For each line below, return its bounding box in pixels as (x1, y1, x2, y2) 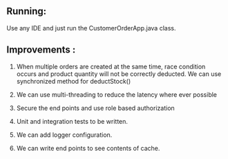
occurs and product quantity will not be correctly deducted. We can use (16, 69, 222, 78)
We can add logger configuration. (16, 131, 113, 139)
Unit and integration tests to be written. (16, 117, 129, 125)
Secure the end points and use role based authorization (16, 104, 175, 112)
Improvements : (6, 44, 76, 56)
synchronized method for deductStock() (16, 77, 131, 85)
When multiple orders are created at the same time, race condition (16, 62, 206, 71)
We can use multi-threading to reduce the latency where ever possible (16, 90, 218, 99)
